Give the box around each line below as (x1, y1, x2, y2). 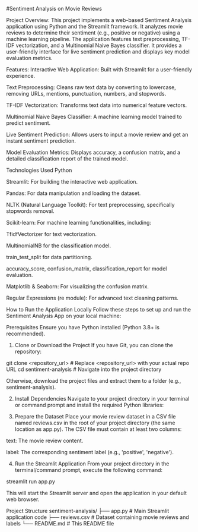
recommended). (6, 330, 46, 337)
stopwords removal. (6, 207, 55, 215)
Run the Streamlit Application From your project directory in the (14, 460, 170, 467)
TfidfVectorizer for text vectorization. (6, 231, 97, 237)
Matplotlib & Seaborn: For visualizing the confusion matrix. (6, 283, 149, 290)
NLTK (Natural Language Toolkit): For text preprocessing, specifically (6, 202, 175, 208)
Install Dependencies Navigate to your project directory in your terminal (14, 395, 190, 402)
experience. (6, 73, 36, 79)
